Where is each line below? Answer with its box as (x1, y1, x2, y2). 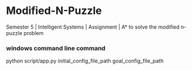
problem (23, 29, 44, 36)
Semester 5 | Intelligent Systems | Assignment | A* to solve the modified (6, 23, 180, 30)
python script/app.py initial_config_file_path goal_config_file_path (6, 57, 164, 65)
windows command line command (6, 44, 106, 52)
